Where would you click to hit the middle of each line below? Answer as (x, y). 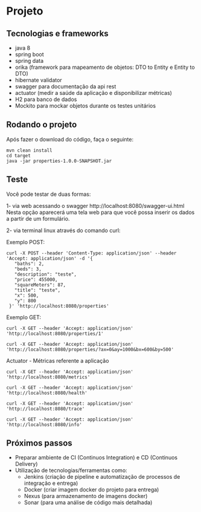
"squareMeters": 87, (40, 285)
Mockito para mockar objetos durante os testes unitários (85, 106)
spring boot (29, 54)
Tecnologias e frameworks (57, 34)
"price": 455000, (36, 279)
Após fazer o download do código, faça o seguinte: (70, 139)
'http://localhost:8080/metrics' (48, 377)
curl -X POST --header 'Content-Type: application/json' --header (91, 253)
